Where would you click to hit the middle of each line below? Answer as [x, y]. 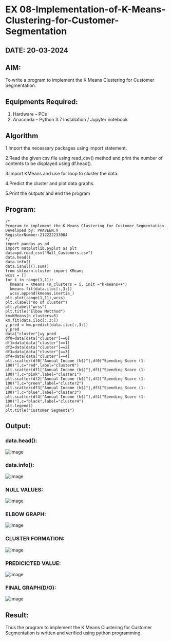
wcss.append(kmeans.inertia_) [42, 293]
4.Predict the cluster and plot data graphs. [50, 184]
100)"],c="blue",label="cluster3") [43, 392]
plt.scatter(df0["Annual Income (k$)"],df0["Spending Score [71, 361]
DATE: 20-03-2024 [37, 50]
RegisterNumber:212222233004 [36, 235]
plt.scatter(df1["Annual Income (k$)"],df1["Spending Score [71, 370]
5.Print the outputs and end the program [48, 193]
